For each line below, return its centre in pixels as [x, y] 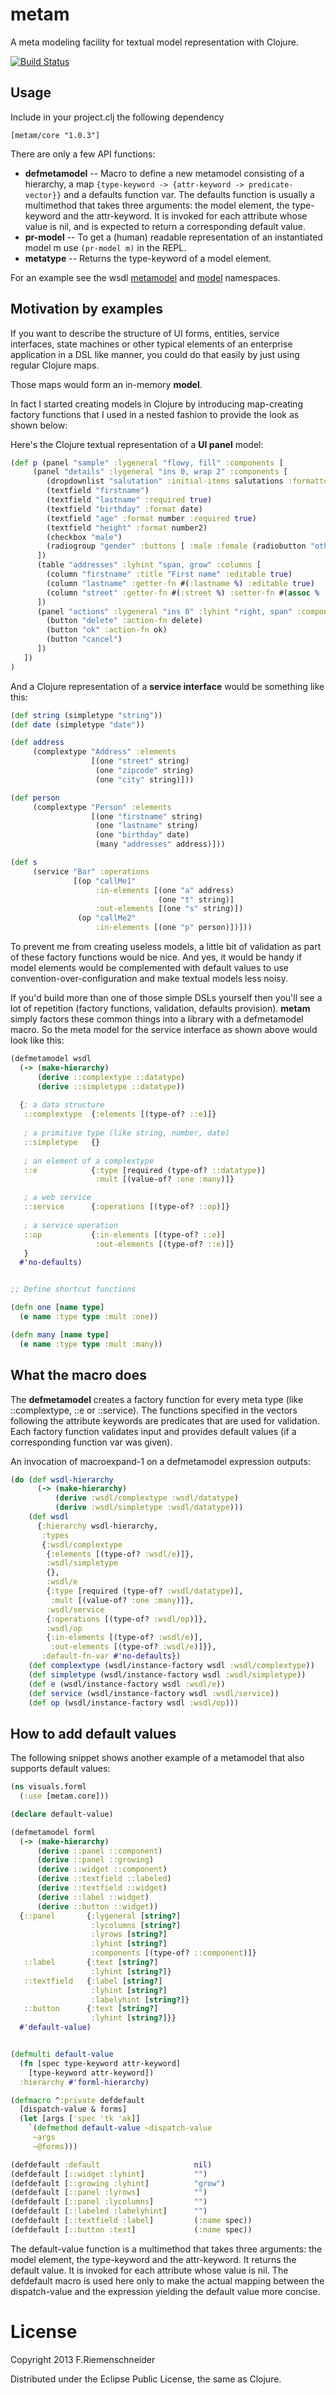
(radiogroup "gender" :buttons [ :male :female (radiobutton [176, 546]
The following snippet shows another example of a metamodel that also [157, 1758]
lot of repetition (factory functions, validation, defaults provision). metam [160, 1009]
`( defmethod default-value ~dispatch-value [120, 2128]
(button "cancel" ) [84, 639]
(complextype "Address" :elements [104, 752]
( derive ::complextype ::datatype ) [111, 1077]
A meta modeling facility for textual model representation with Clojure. [154, 42]
